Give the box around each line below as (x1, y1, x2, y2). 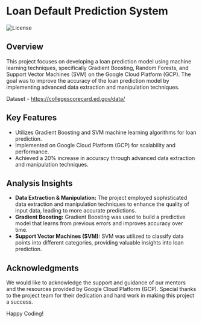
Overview (6, 42, 44, 52)
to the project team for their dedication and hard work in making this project (6, 292, 195, 299)
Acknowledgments (6, 263, 80, 273)
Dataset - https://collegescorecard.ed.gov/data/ (6, 95, 125, 102)
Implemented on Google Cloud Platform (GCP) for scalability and (14, 141, 176, 149)
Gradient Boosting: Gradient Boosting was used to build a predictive (14, 213, 186, 221)
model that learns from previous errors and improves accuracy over (14, 220, 183, 227)
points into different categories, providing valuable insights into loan (14, 239, 184, 246)
